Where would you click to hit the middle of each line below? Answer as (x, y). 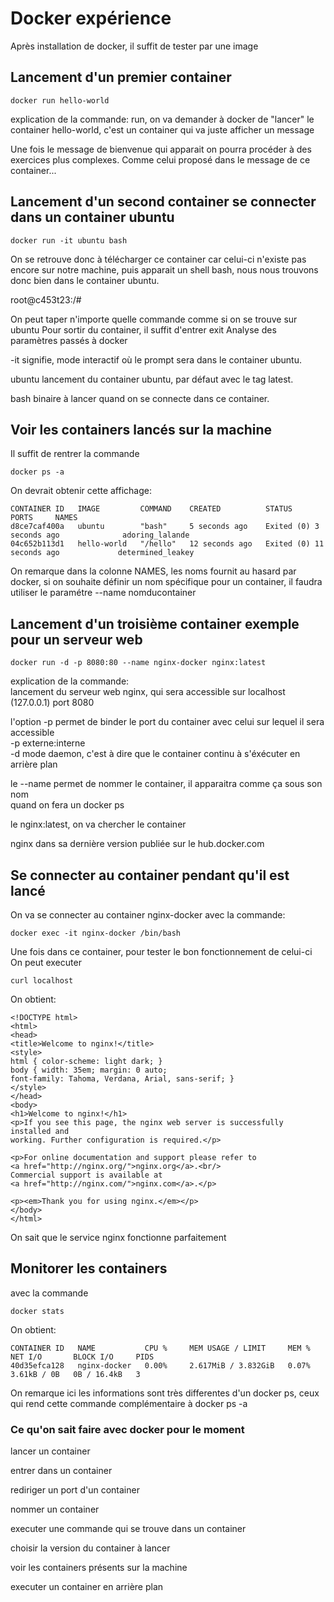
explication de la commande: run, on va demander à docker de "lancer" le (162, 119)
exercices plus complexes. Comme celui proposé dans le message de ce (160, 159)
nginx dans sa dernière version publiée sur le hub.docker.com (137, 844)
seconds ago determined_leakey (102, 553)
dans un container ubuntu (92, 217)
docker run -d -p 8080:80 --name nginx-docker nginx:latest (138, 663)
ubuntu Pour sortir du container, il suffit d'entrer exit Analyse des (143, 329)
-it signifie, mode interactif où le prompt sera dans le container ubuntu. (156, 359)
